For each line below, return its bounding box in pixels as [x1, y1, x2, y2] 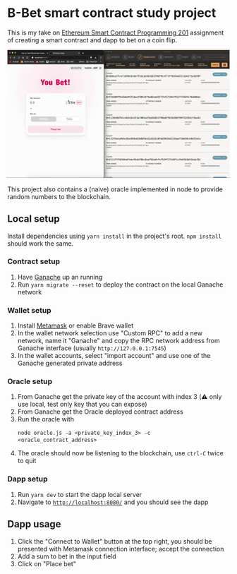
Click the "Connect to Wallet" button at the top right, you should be [17, 537, 213, 545]
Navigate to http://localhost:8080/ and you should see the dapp [17, 498, 209, 506]
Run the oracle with [17, 415, 74, 424]
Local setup [7, 213, 60, 225]
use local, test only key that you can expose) [17, 400, 147, 409]
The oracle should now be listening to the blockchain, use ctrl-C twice [17, 449, 224, 458]
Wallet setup [7, 305, 51, 315]
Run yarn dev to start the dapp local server [17, 490, 142, 498]
